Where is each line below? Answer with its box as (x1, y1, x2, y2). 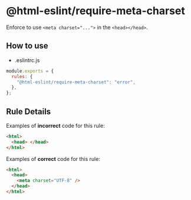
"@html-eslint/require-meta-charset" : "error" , (17, 79, 136, 85)
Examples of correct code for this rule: (6, 155, 100, 162)
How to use (6, 41, 48, 51)
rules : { (11, 73, 33, 79)
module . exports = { (6, 68, 54, 74)
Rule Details (6, 107, 51, 117)
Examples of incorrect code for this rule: (6, 122, 105, 129)
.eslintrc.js (14, 56, 40, 63)
